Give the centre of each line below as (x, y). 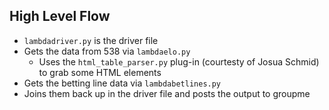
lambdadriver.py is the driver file (91, 40)
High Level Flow (60, 16)
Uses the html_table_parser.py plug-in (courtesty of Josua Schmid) (179, 61)
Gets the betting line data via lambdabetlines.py (122, 83)
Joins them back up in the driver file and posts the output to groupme (167, 93)
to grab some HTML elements (100, 72)
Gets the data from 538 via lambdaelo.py (107, 51)
